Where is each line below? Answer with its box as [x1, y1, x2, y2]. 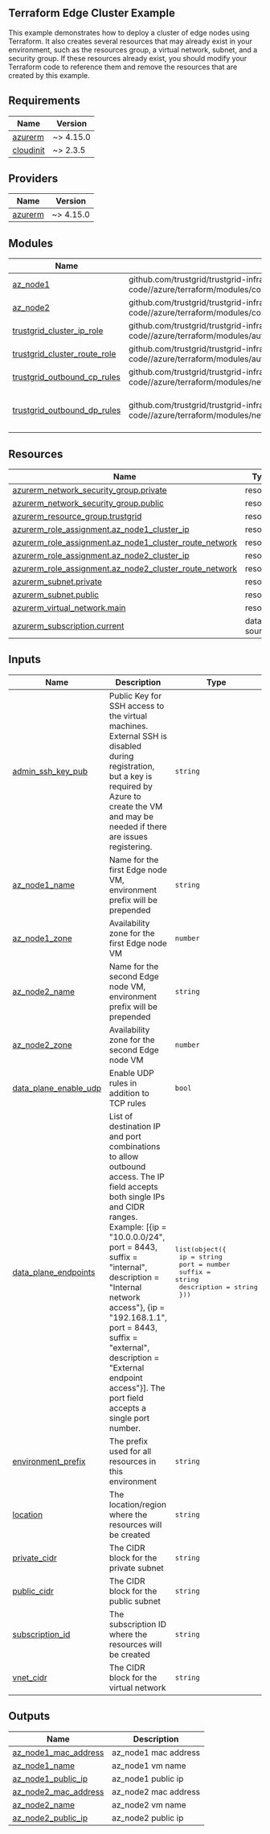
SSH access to [108, 700, 165, 711]
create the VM [108, 801, 163, 812]
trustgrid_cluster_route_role [12, 348, 117, 360]
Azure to [108, 790, 142, 802]
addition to [108, 1087, 150, 1098]
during [108, 750, 134, 761]
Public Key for [108, 690, 162, 701]
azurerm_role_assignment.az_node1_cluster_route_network [12, 537, 238, 548]
